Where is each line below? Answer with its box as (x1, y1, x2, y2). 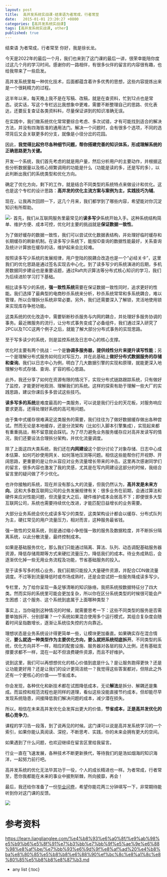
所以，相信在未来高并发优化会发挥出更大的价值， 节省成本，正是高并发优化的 (5, 706, 162, 711)
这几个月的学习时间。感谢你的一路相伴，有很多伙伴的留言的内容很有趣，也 (9, 62, 162, 67)
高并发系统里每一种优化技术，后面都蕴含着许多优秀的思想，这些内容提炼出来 (5, 78, 162, 84)
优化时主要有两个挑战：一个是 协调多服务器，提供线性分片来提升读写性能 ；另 (5, 347, 162, 353)
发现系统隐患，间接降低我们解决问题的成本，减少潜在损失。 (5, 695, 127, 701)
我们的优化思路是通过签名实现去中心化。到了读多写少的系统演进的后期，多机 (5, 261, 162, 267)
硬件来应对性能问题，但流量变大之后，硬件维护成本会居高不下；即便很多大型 (5, 494, 162, 499)
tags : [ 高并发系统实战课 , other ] (5, 26, 69, 31)
